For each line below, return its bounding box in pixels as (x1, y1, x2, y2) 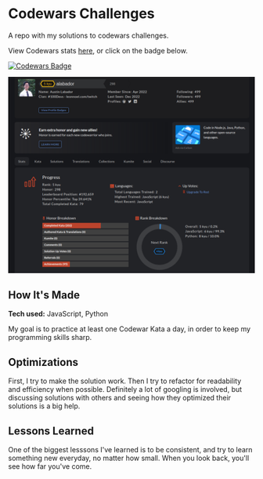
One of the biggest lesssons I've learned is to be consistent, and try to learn (8, 445, 253, 455)
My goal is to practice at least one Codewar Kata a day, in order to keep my (8, 324, 251, 334)
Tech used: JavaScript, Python (8, 309, 108, 319)
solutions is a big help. (8, 401, 81, 411)
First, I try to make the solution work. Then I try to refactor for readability (8, 376, 242, 386)
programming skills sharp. (8, 333, 92, 342)
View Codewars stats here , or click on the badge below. (8, 46, 188, 55)
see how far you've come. (8, 462, 92, 471)
